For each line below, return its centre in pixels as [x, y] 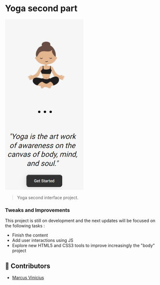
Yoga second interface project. [48, 197]
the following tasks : [25, 226]
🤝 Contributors [28, 266]
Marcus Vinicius [28, 278]
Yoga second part [41, 8]
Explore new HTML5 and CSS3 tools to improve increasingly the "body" [83, 246]
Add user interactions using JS [43, 240]
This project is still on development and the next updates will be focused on [80, 221]
